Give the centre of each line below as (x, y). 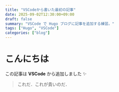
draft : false (19, 19)
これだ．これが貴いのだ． (43, 84)
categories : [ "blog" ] (28, 33)
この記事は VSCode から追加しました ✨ (46, 74)
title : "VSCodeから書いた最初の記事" (41, 10)
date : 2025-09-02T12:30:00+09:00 (40, 14)
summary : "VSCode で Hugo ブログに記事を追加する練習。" (60, 24)
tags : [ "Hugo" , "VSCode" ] (32, 28)
